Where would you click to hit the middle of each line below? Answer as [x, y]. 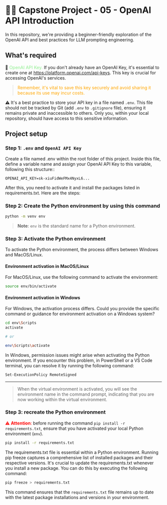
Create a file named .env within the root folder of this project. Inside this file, [83, 159]
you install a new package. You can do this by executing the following [76, 468]
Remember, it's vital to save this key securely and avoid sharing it [84, 87]
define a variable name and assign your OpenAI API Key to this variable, [79, 164]
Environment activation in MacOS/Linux [47, 266]
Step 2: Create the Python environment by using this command [83, 206]
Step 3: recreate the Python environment [55, 412]
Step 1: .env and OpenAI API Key [43, 148]
